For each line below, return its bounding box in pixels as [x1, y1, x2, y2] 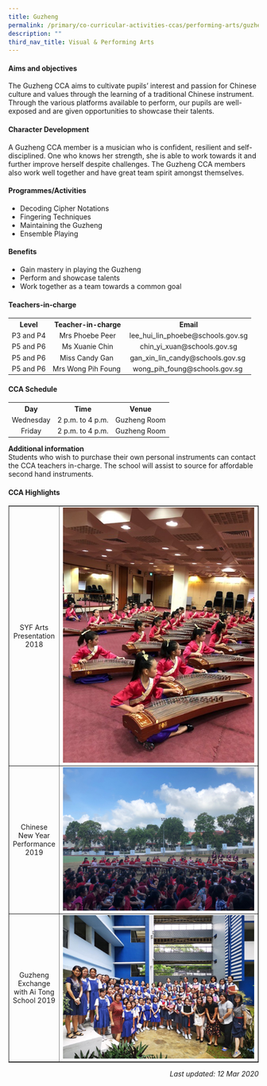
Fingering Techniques [19, 211, 91, 222]
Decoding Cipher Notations [19, 203, 110, 213]
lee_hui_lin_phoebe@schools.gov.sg [129, 330, 249, 341]
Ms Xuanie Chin [61, 342, 114, 351]
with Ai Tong [14, 987, 55, 997]
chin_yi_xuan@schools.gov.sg [140, 342, 238, 351]
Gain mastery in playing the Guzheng [19, 265, 141, 274]
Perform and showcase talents [19, 273, 121, 283]
